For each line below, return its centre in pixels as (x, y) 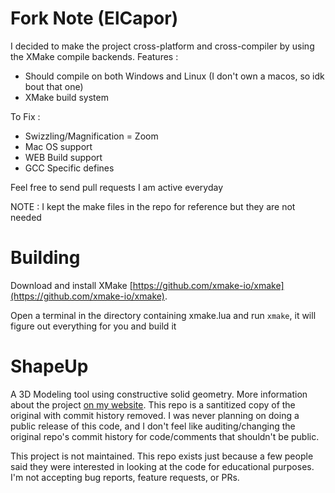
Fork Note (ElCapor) (94, 18)
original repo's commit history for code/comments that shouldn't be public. (165, 436)
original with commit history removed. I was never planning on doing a (155, 415)
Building (45, 258)
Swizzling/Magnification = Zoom (91, 136)
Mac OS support (58, 146)
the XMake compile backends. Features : (94, 56)
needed (26, 217)
